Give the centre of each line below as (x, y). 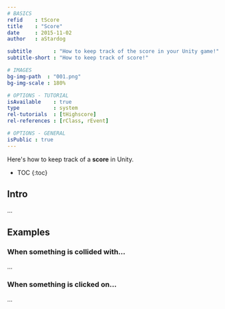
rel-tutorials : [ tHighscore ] (52, 115)
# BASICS (20, 13)
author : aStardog (37, 39)
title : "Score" (35, 26)
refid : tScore (33, 20)
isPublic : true (30, 139)
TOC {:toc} (32, 172)
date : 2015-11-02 (39, 33)
